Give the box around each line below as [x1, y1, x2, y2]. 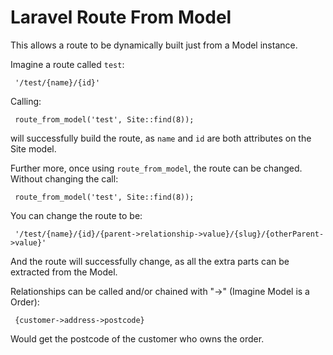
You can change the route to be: [10, 209, 143, 221]
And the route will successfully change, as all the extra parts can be [10, 255, 290, 267]
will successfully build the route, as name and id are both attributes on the [10, 132, 312, 144]
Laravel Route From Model [10, 6, 232, 29]
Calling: [10, 95, 42, 107]
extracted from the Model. [10, 266, 118, 278]
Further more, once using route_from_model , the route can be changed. [10, 162, 303, 174]
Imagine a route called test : [10, 58, 125, 70]
